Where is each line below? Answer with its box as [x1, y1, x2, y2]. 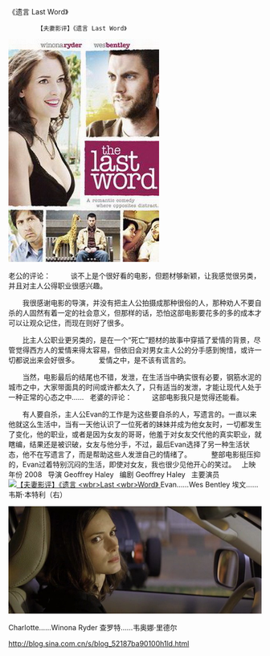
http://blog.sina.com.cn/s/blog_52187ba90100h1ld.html [8, 639, 190, 649]
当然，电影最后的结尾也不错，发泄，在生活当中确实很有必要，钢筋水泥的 [22, 373, 262, 381]
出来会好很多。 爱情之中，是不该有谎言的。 [29, 356, 190, 365]
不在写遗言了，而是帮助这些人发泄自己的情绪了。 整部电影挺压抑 [29, 450, 261, 459]
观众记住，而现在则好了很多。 [29, 318, 129, 328]
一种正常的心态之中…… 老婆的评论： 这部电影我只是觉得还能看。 [8, 393, 243, 401]
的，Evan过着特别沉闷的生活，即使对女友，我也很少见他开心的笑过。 [8, 460, 236, 469]
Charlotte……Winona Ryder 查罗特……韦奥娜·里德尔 [8, 623, 178, 633]
